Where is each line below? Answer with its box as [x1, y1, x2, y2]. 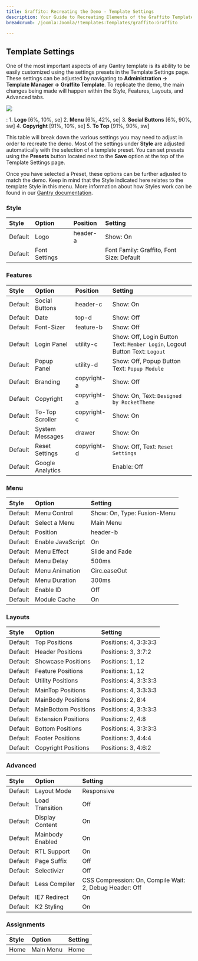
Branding [35, 377, 61, 385]
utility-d [75, 361, 98, 369]
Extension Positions [35, 715, 90, 723]
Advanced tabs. [6, 94, 45, 101]
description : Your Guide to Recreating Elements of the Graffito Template [6, 14, 194, 20]
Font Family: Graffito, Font [105, 246, 177, 254]
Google [35, 459, 55, 467]
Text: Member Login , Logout [112, 340, 187, 348]
